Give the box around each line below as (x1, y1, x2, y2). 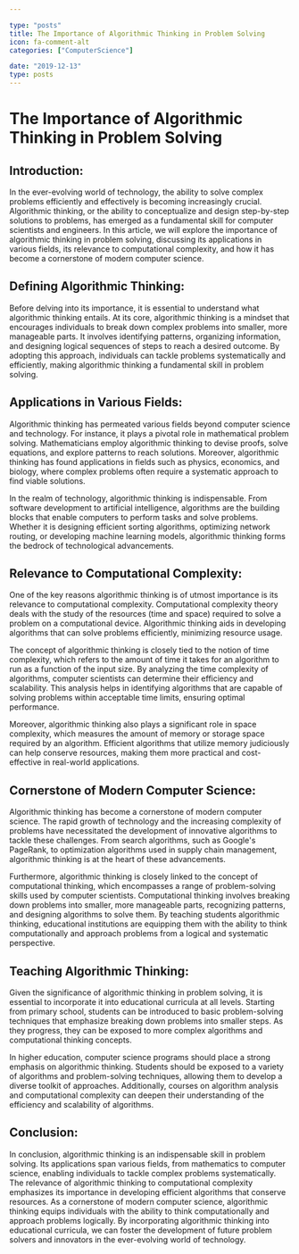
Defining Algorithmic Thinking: (9, 278, 185, 295)
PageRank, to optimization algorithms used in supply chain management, (9, 844, 278, 855)
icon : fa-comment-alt (9, 37, 90, 46)
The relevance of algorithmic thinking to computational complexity (9, 1177, 253, 1188)
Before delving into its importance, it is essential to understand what (9, 303, 260, 313)
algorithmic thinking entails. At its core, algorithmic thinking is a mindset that (9, 311, 290, 322)
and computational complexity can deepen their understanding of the (9, 1090, 265, 1100)
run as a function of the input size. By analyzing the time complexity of (9, 664, 270, 675)
